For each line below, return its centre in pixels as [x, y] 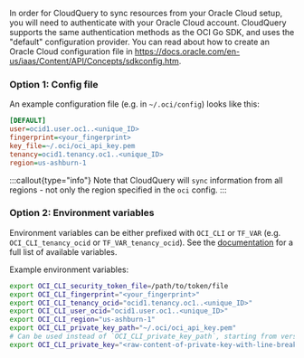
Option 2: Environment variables [82, 213]
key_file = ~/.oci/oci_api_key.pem [72, 146]
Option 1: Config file [54, 84]
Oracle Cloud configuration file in [71, 52]
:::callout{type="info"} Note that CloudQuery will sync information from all [146, 180]
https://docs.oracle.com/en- [187, 52]
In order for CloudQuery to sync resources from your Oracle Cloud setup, [146, 13]
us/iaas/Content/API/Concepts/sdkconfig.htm [94, 61]
